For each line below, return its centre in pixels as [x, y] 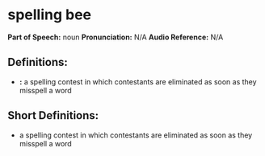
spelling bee [50, 15]
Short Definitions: [53, 115]
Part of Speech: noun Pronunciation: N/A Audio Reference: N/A [116, 37]
